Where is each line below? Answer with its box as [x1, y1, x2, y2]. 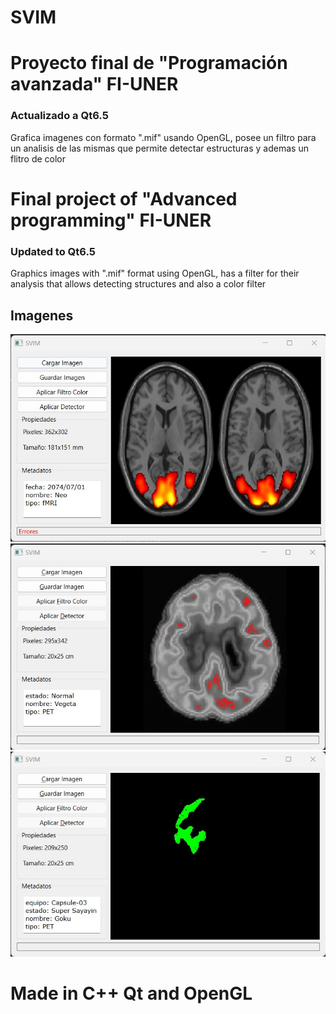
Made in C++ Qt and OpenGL [10, 982, 253, 1005]
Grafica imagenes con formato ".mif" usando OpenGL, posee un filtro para [10, 131, 317, 143]
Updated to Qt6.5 [10, 244, 96, 258]
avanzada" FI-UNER [10, 73, 179, 96]
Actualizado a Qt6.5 [10, 109, 109, 123]
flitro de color [10, 152, 67, 165]
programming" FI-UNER [10, 209, 212, 231]
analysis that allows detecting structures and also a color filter [10, 278, 267, 290]
